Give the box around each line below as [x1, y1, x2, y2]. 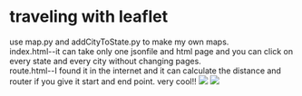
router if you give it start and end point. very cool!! [9, 75, 197, 87]
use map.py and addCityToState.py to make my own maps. [9, 36, 229, 47]
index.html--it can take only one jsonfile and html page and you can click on [9, 45, 293, 56]
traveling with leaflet [9, 6, 169, 27]
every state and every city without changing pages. [9, 55, 201, 66]
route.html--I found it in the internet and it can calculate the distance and [9, 65, 281, 76]
